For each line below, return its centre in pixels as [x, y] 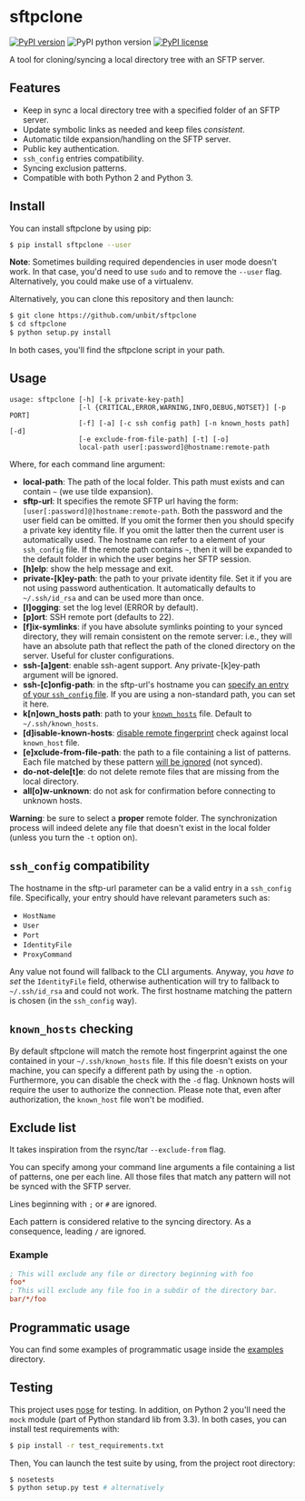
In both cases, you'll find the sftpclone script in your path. [117, 350]
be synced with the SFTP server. [70, 1186]
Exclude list [43, 1128]
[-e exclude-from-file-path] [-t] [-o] [154, 439]
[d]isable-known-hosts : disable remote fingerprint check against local [155, 733]
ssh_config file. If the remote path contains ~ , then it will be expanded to [157, 549]
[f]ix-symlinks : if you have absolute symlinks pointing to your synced [152, 626]
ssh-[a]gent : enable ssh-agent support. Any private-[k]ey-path [141, 665]
